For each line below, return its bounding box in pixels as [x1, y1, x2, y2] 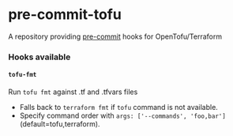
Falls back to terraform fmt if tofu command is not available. [19, 103, 219, 112]
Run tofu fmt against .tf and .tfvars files [8, 87, 138, 96]
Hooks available [8, 51, 71, 62]
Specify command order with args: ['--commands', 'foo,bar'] [19, 111, 227, 120]
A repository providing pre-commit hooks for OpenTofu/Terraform [8, 32, 223, 41]
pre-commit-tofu [8, 6, 122, 24]
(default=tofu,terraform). [19, 119, 100, 129]
